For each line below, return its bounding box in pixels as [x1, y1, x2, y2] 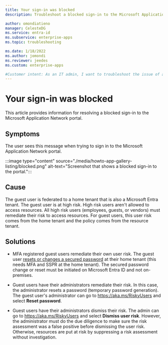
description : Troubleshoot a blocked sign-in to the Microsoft [5, 12, 140, 17]
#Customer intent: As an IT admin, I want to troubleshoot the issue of [5, 72, 160, 77]
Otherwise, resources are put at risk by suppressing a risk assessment [12, 328, 158, 334]
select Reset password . [12, 297, 62, 303]
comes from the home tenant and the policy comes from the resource [5, 217, 148, 223]
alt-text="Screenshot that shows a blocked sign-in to [47, 163, 157, 169]
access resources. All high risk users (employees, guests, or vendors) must [5, 207, 160, 213]
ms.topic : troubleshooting [5, 40, 61, 45]
